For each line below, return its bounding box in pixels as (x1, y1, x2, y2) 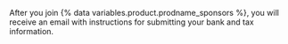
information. (9, 26, 54, 36)
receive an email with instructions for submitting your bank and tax (9, 17, 254, 27)
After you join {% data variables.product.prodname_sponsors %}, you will (9, 8, 279, 18)
